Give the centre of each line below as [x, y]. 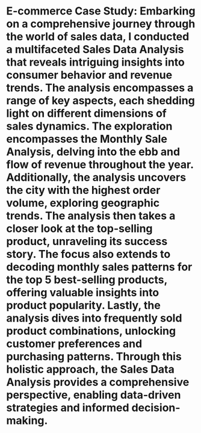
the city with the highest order [83, 190]
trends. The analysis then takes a [91, 216]
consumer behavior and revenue [89, 75]
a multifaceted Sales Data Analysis [95, 50]
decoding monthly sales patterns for [99, 267]
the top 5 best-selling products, [87, 280]
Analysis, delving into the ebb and [93, 152]
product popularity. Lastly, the [83, 306]
